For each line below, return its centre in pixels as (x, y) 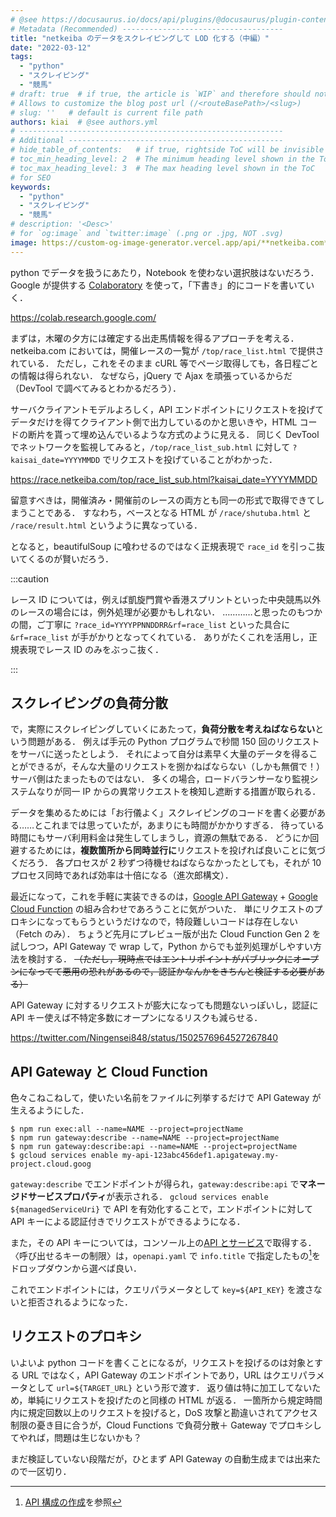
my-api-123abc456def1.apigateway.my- (200, 1156)
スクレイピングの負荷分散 (89, 703)
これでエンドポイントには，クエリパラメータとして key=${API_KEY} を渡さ (162, 1289)
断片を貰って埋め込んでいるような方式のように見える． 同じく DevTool (173, 434)
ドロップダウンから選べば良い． (76, 1268)
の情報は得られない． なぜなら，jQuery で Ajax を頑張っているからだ (151, 375)
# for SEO (31, 177)
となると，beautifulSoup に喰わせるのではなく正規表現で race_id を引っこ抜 (168, 546)
